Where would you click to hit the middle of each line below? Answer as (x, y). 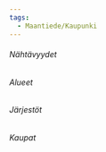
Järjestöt (26, 110)
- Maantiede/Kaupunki (57, 26)
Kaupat (23, 137)
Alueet (21, 82)
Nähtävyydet (33, 55)
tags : (19, 17)
